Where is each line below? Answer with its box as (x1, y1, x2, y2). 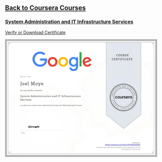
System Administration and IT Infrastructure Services (5, 18, 134, 25)
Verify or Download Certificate (5, 29, 66, 35)
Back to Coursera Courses (5, 4, 86, 12)
